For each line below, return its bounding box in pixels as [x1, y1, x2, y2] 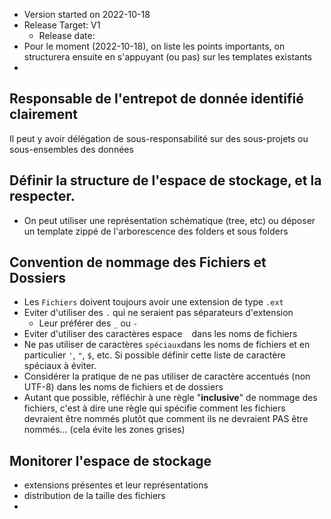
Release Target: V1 [23, 19, 101, 31]
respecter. [9, 188, 76, 205]
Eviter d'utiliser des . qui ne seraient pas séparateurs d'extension [23, 307, 294, 319]
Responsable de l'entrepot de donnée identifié [9, 90, 304, 108]
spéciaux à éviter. [23, 360, 97, 372]
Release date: [38, 30, 96, 41]
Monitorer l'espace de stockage [9, 452, 212, 469]
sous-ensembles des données [9, 143, 134, 155]
